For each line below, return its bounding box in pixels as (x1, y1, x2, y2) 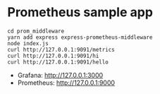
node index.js (7, 40, 49, 47)
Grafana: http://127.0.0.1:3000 (17, 71, 104, 79)
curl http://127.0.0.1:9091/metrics (7, 46, 115, 53)
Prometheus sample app (7, 4, 154, 20)
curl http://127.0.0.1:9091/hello (7, 58, 109, 66)
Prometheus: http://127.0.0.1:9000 (17, 78, 115, 87)
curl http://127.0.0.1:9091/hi (7, 52, 99, 59)
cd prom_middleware (7, 28, 65, 35)
